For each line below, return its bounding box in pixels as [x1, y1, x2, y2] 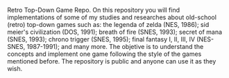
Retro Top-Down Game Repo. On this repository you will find [7, 6, 180, 14]
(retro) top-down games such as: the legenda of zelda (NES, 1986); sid [7, 21, 210, 28]
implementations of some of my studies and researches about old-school [7, 13, 217, 21]
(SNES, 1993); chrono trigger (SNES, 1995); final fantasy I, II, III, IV [7, 35, 196, 43]
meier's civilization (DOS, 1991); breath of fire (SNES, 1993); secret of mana [7, 28, 223, 36]
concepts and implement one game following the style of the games [7, 50, 202, 58]
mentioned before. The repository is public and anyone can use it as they [7, 57, 217, 65]
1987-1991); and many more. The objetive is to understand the [26, 43, 204, 50]
